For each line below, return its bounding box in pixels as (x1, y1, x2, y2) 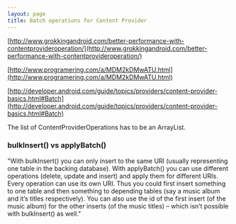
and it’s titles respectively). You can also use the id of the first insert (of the (7, 194, 227, 203)
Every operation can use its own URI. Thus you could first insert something (7, 179, 226, 188)
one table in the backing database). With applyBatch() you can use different (7, 164, 229, 172)
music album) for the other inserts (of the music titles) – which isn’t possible (7, 201, 229, 210)
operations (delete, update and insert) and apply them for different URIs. (7, 172, 218, 180)
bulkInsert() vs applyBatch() (7, 140, 107, 150)
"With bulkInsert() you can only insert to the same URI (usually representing (7, 157, 228, 165)
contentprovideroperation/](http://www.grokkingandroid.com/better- (7, 44, 208, 52)
